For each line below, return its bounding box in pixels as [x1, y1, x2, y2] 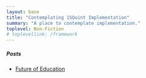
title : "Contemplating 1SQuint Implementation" [6, 15, 130, 21]
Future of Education [15, 65, 65, 73]
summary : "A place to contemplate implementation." [6, 20, 141, 26]
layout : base [6, 8, 40, 15]
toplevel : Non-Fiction [6, 25, 64, 32]
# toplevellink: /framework [6, 31, 78, 37]
